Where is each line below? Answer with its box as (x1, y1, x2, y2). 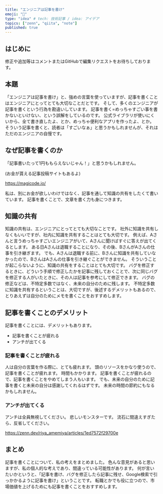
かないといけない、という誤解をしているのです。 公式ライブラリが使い (5, 112, 147, 118)
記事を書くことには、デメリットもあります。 (5, 322, 94, 328)
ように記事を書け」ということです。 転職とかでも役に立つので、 (21, 477, 151, 483)
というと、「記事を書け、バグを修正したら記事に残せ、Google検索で (18, 471, 154, 477)
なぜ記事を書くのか (5, 146, 63, 155)
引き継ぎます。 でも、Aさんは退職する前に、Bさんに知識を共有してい (13, 250, 152, 256)
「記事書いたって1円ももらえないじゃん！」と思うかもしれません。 (5, 160, 139, 166)
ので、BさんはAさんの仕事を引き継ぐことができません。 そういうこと (18, 257, 157, 262)
